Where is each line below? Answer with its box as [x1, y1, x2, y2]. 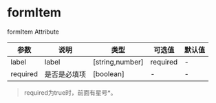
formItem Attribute [7, 27, 60, 36]
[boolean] [92, 69, 125, 78]
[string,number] [92, 57, 144, 67]
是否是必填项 [44, 69, 87, 79]
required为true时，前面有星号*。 [23, 88, 117, 97]
